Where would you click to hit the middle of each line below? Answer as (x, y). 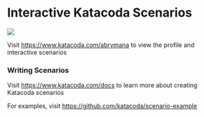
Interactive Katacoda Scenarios (100, 13)
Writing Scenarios (38, 70)
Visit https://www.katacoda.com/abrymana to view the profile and (101, 45)
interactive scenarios (37, 52)
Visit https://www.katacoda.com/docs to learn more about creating (102, 85)
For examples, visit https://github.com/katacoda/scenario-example (102, 106)
